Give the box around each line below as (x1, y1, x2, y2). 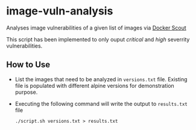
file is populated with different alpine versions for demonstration (14, 82, 175, 89)
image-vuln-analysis (6, 4, 113, 18)
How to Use (6, 60, 51, 70)
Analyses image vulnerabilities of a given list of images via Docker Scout (6, 24, 187, 31)
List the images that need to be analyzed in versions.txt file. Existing (14, 75, 188, 82)
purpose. (14, 88, 38, 96)
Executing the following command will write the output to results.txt (14, 100, 188, 107)
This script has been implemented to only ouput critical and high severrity (6, 36, 190, 43)
